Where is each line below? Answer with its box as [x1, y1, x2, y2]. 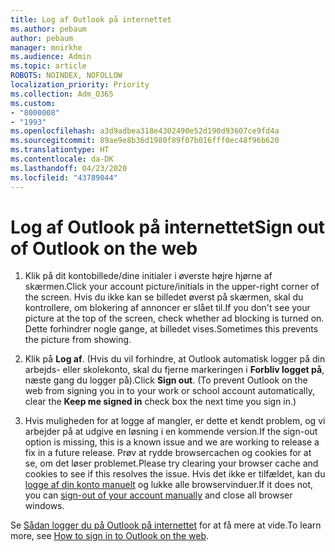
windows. [24, 500, 65, 512]
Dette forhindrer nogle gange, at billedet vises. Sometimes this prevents [24, 323, 319, 335]
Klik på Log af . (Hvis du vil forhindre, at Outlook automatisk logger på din [24, 353, 326, 365]
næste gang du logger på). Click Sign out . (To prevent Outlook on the [24, 374, 308, 386]
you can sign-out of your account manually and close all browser [24, 489, 293, 501]
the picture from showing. [24, 334, 132, 346]
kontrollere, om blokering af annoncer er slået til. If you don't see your [24, 302, 311, 314]
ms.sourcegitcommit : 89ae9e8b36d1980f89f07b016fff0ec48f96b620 [10, 136, 280, 146]
